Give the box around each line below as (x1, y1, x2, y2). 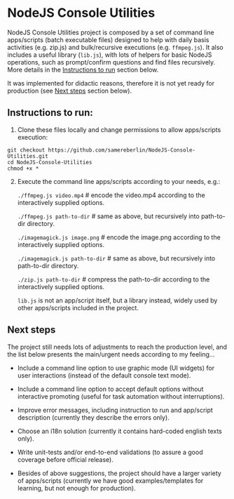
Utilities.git (7, 152, 49, 159)
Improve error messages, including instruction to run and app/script (17, 406, 214, 414)
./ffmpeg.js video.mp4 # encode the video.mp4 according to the (17, 191, 205, 199)
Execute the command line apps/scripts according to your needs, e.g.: (17, 177, 221, 185)
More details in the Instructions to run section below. (7, 65, 159, 74)
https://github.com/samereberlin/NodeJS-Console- (48, 146, 196, 154)
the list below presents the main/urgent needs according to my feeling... (7, 350, 215, 359)
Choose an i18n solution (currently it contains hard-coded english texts (17, 427, 223, 435)
